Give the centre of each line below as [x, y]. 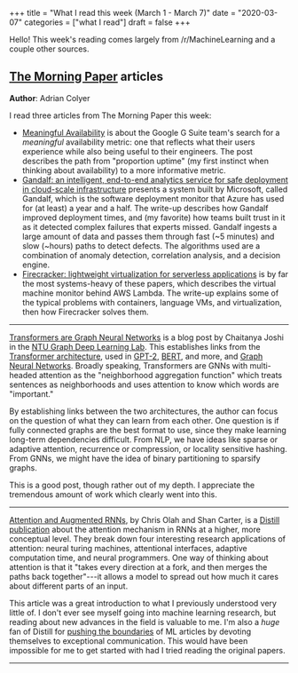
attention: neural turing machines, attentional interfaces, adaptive [128, 548]
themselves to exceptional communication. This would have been [129, 641]
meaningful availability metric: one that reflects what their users [138, 142]
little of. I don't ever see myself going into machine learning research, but [143, 613]
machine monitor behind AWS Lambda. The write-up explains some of [150, 293]
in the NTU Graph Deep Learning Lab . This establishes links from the [135, 346]
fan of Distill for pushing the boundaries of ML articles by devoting [130, 631]
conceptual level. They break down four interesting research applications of [148, 538]
